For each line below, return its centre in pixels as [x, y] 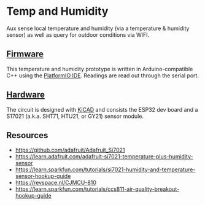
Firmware [25, 54]
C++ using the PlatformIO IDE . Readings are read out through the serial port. [103, 75]
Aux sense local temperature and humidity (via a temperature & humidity [98, 28]
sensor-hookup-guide [43, 176]
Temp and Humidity [57, 11]
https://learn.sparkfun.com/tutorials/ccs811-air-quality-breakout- [97, 189]
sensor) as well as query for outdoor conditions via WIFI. [78, 34]
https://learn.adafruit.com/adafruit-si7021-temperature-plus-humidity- [104, 157]
